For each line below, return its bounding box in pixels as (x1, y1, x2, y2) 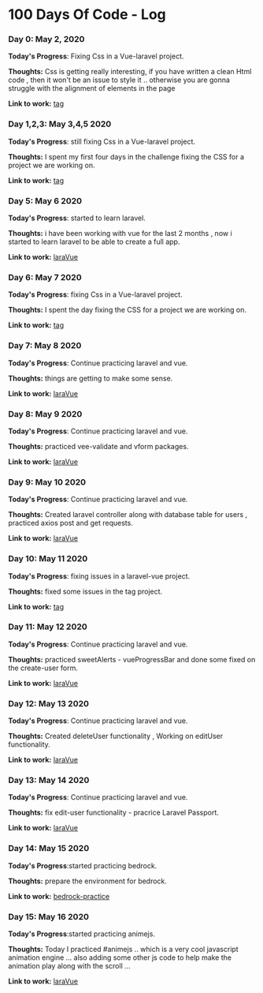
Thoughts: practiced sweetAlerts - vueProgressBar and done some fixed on (8, 654, 256, 664)
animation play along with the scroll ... (8, 961, 131, 971)
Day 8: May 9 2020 (8, 408, 83, 419)
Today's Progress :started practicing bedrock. (8, 860, 157, 870)
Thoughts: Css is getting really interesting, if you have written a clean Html (8, 67, 252, 77)
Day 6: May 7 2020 (8, 272, 82, 283)
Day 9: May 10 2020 (8, 476, 87, 487)
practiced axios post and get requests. (8, 519, 134, 528)
